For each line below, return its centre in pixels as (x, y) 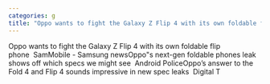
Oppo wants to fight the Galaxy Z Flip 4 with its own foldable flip (115, 46)
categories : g (32, 16)
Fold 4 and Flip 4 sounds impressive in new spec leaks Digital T (115, 71)
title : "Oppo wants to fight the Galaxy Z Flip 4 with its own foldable (133, 23)
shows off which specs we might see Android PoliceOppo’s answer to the (131, 63)
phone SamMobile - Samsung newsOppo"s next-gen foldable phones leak (133, 54)
